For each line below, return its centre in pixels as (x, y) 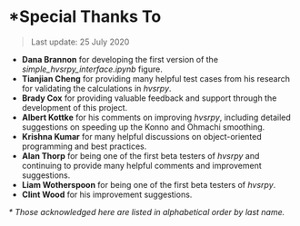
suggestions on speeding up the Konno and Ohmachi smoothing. (143, 127)
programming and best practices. (84, 146)
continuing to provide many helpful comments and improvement (141, 165)
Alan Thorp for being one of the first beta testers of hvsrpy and (140, 155)
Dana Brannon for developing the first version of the (120, 59)
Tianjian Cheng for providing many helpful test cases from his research (156, 78)
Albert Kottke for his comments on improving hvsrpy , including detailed (156, 117)
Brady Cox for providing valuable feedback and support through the (149, 98)
